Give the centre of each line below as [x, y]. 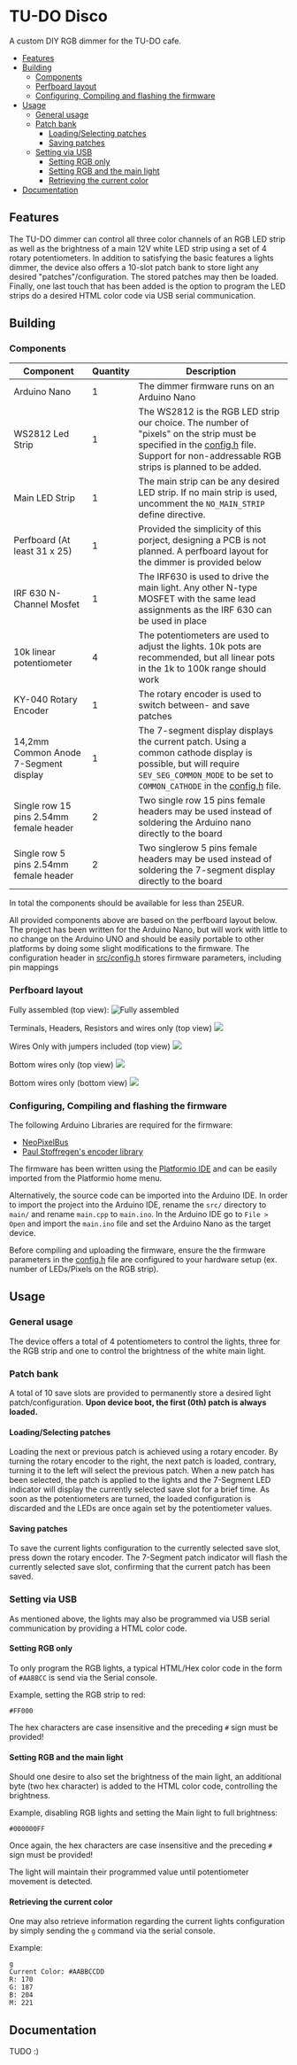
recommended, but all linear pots [207, 657]
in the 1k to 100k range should [202, 669]
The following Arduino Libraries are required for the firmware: [121, 1125]
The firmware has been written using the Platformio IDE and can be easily [143, 1169]
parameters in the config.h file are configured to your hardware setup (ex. [143, 1260]
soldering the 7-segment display [207, 870]
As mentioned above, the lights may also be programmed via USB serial [140, 1619]
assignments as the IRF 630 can [205, 610]
